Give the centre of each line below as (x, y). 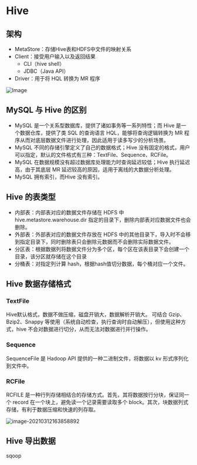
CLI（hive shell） (44, 64)
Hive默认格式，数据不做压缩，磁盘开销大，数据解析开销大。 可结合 (87, 315)
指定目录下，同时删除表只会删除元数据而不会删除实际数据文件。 (97, 241)
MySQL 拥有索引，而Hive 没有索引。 (59, 177)
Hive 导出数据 (31, 441)
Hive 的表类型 (31, 197)
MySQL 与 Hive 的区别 (46, 110)
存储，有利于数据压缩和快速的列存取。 (52, 409)
